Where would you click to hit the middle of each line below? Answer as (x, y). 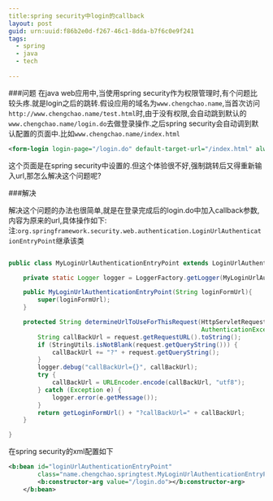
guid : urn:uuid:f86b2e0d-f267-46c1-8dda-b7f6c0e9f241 (102, 31)
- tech (27, 62)
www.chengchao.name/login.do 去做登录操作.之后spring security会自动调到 (130, 123)
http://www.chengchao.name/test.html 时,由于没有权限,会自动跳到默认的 (128, 113)
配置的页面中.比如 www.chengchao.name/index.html (97, 133)
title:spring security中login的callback (76, 16)
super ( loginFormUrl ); (74, 300)
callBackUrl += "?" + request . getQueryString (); (136, 352)
